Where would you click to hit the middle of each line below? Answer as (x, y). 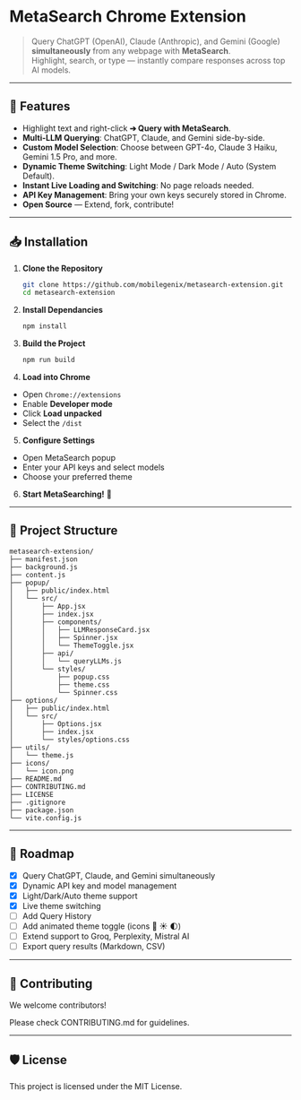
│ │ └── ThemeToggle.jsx (72, 645)
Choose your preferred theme (77, 477)
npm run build (48, 360)
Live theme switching (61, 905)
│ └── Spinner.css (64, 692)
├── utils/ (30, 747)
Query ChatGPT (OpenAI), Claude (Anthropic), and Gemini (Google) (155, 41)
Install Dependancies (62, 310)
